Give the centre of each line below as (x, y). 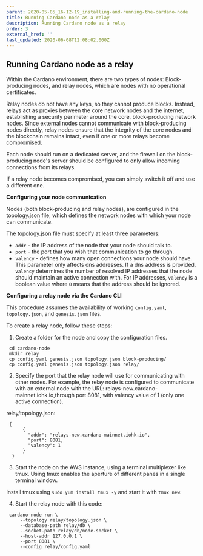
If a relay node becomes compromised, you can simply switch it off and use (101, 179)
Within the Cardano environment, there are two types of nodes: (85, 79)
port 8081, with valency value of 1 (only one (130, 395)
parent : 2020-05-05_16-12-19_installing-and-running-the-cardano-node (97, 12)
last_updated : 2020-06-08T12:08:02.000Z (58, 40)
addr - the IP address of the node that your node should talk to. (94, 245)
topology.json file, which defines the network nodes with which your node (98, 215)
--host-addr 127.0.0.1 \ (51, 536)
